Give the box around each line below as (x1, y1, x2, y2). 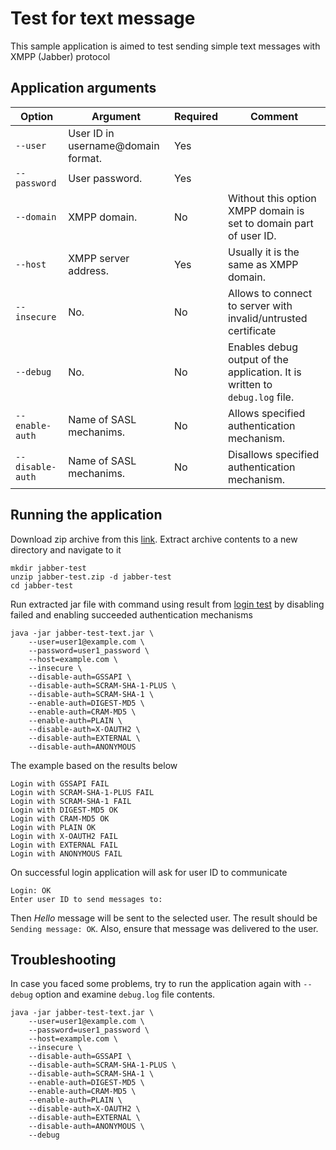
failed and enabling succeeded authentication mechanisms (10, 608, 253, 621)
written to (227, 377, 273, 391)
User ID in (68, 126, 115, 140)
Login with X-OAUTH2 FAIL (10, 831, 118, 841)
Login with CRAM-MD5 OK (10, 813, 110, 824)
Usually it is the (227, 245, 300, 259)
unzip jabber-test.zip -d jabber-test (10, 572, 172, 582)
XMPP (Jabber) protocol (10, 50, 111, 62)
